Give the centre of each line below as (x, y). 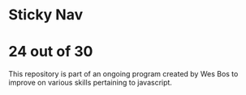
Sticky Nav (46, 15)
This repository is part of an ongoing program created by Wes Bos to (123, 74)
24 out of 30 (51, 52)
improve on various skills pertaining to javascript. (91, 83)
